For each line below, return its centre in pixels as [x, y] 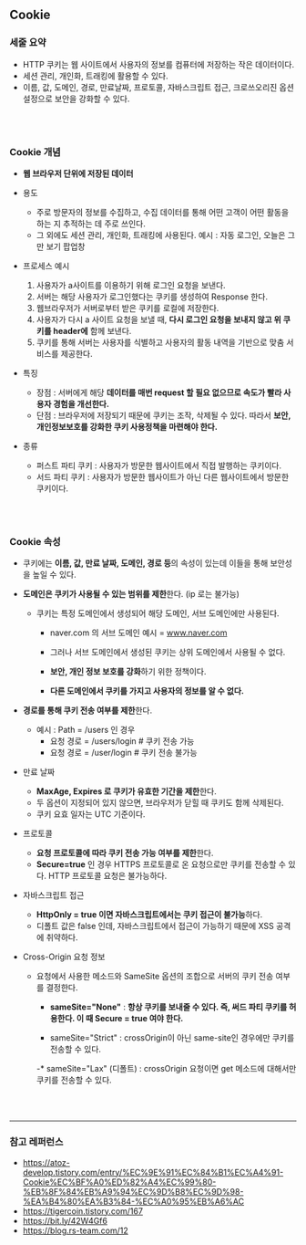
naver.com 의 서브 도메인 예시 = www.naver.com [138, 633]
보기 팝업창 [66, 246]
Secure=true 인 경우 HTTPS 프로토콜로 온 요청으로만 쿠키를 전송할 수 [161, 864]
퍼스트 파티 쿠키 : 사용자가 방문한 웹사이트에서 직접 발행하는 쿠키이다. [159, 466]
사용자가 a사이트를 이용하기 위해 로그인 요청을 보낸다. [131, 285]
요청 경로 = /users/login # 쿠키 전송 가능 [122, 741]
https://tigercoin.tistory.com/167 [83, 1211]
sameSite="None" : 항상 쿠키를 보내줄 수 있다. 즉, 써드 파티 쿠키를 [168, 1007]
